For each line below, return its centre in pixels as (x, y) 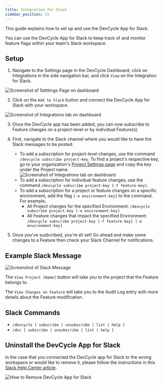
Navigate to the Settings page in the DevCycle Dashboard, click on (80, 70)
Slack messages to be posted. (43, 144)
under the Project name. (44, 170)
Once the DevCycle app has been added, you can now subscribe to (81, 124)
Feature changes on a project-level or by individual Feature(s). (75, 130)
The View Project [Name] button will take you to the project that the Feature (82, 277)
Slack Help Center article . (31, 367)
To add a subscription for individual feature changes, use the (81, 180)
